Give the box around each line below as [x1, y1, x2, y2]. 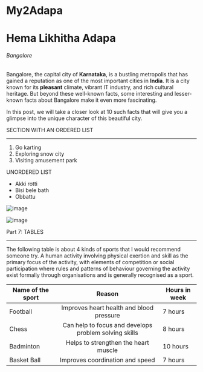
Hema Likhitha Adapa [6, 32, 116, 45]
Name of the [12, 285, 50, 294]
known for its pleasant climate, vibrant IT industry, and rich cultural [6, 83, 174, 91]
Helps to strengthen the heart [65, 338, 149, 347]
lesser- [174, 90, 192, 97]
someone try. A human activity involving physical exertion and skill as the [6, 252, 188, 259]
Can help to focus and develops [62, 321, 153, 329]
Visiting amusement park [14, 156, 77, 164]
